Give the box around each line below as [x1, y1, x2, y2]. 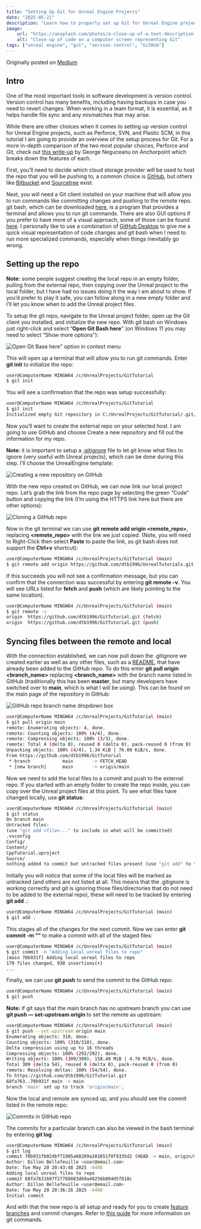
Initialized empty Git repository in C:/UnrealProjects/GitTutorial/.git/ [6, 411, 197, 417]
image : [6, 25, 23, 32]
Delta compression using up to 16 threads [6, 1045, 114, 1051]
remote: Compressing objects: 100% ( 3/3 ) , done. [6, 736, 130, 742]
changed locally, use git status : [6, 794, 84, 801]
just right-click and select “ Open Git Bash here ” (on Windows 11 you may [6, 324, 186, 332]
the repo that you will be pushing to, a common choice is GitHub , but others [6, 172, 193, 180]
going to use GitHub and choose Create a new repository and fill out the [6, 428, 184, 435]
